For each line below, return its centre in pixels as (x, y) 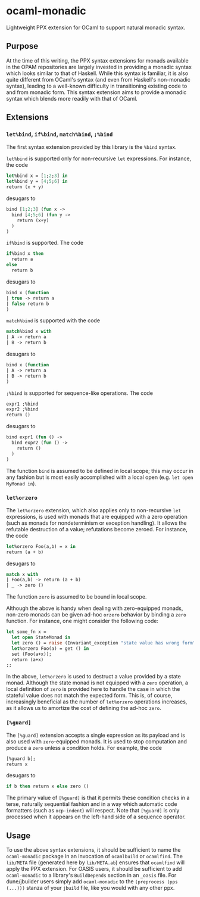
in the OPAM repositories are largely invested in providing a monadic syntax (99, 67)
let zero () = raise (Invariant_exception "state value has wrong (96, 643)
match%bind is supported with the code (53, 320)
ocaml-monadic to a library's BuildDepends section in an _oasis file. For (91, 875)
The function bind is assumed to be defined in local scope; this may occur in (100, 471)
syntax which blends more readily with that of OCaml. (72, 98)
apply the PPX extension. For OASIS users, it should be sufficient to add (94, 869)
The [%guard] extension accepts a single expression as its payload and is (96, 735)
